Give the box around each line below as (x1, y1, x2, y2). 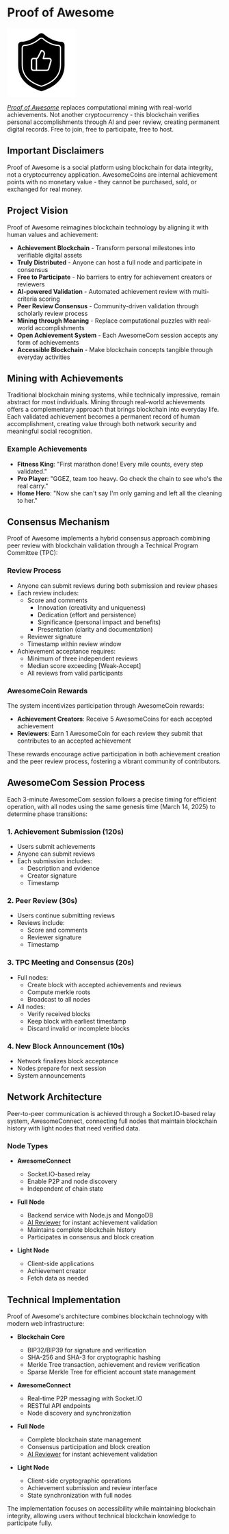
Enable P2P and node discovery (27, 1177, 118, 1186)
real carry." (16, 482, 49, 490)
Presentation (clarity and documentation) (37, 625, 153, 633)
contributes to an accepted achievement (16, 737, 131, 745)
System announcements (16, 1072, 85, 1080)
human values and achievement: (7, 230, 98, 238)
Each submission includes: (16, 857, 92, 865)
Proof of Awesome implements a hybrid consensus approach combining (7, 534, 211, 543)
